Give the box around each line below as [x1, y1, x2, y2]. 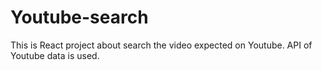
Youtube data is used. [10, 49, 100, 61]
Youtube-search [10, 6, 149, 29]
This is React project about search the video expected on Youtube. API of [10, 39, 313, 51]
